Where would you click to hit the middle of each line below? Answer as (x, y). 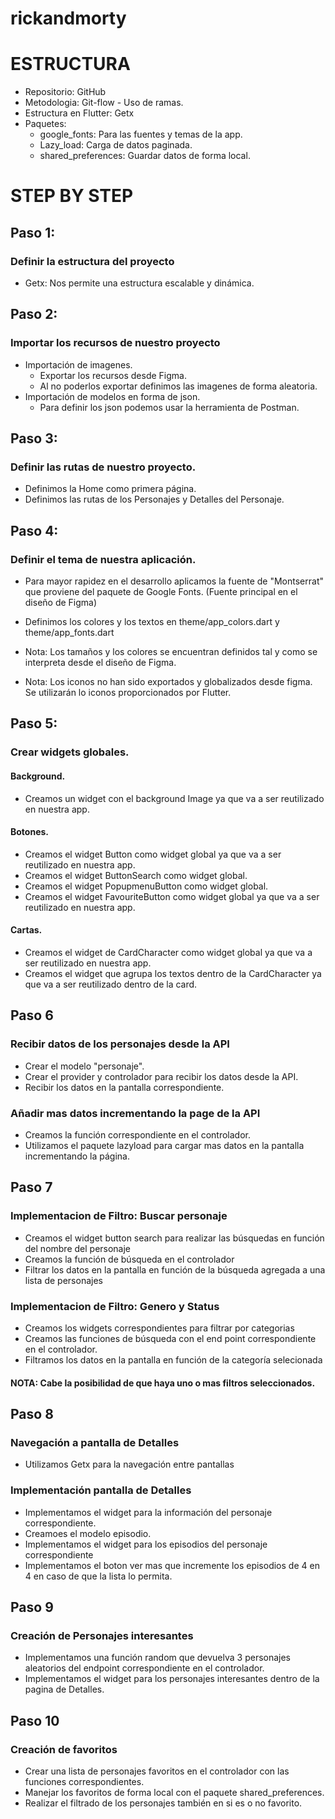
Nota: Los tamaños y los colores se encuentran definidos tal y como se (171, 652)
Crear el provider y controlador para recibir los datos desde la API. (161, 1076)
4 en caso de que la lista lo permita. (98, 1576)
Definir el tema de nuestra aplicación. (103, 559)
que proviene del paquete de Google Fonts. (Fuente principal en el (161, 592)
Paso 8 (32, 1413)
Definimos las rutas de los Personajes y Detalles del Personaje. (154, 499)
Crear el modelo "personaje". (84, 1066)
